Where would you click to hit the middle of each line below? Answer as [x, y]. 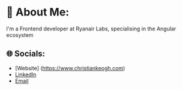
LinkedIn [26, 75]
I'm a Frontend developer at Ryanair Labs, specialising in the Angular [91, 29]
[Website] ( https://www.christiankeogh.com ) [70, 68]
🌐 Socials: [26, 54]
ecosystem [20, 35]
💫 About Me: [38, 12]
